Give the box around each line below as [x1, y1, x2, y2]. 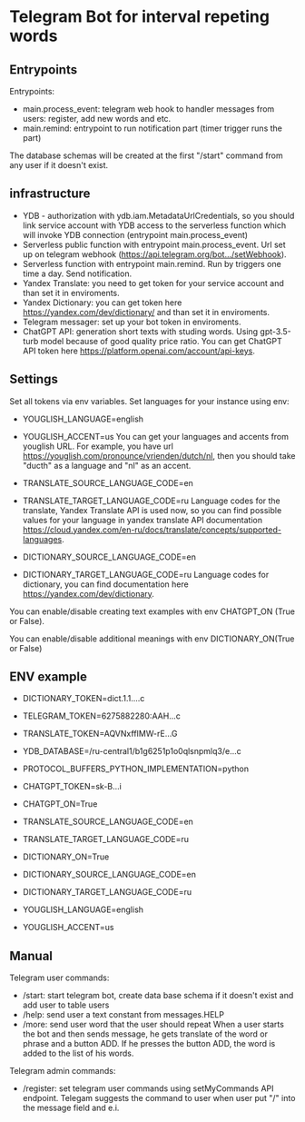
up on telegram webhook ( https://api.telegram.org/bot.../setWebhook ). [22, 248, 288, 260]
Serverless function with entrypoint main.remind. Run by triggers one [22, 258, 281, 269]
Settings [9, 372, 59, 387]
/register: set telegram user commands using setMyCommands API [22, 1083, 274, 1094]
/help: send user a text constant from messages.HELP [22, 1009, 225, 1020]
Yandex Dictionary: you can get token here [22, 297, 182, 308]
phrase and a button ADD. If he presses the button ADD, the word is [22, 1038, 276, 1049]
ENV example [9, 670, 88, 685]
